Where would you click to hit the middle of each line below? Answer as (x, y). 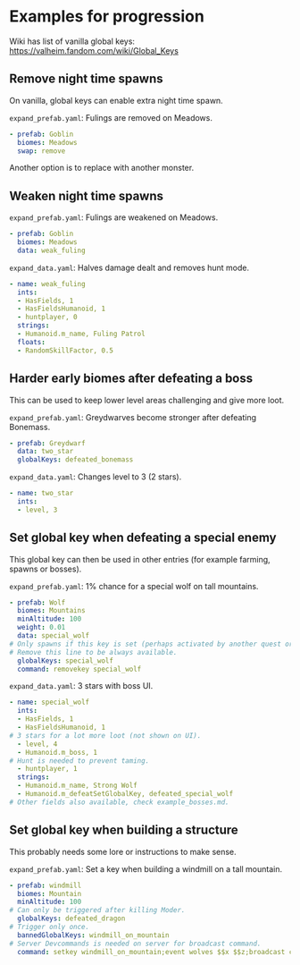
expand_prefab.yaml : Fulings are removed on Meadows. (111, 117)
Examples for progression (107, 17)
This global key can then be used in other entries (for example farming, (140, 559)
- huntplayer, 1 (47, 769)
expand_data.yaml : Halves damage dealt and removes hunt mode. (129, 267)
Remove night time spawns (86, 79)
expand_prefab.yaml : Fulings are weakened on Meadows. (114, 217)
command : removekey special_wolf (79, 669)
